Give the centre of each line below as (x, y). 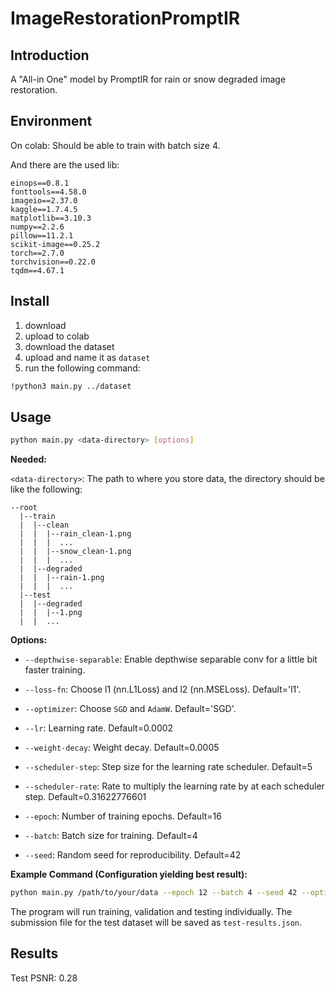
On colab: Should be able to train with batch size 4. (115, 145)
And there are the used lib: (65, 164)
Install (30, 301)
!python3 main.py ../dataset (71, 386)
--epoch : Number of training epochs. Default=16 (123, 816)
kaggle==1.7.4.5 (44, 209)
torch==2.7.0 (37, 253)
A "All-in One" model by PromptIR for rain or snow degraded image (148, 79)
